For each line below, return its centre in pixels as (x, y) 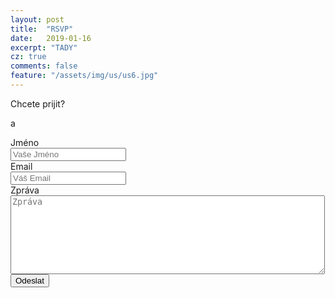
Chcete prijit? (38, 103)
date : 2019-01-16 (51, 38)
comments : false (44, 66)
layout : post (37, 19)
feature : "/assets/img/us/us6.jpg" (84, 76)
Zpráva (25, 190)
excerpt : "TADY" (44, 47)
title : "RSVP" (42, 29)
